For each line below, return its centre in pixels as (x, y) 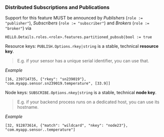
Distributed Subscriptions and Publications (57, 7)
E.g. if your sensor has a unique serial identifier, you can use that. (83, 61)
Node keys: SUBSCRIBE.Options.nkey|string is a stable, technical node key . (81, 93)
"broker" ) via (18, 28)
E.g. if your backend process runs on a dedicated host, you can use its (88, 102)
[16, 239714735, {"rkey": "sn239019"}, (46, 79)
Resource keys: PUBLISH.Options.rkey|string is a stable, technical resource (82, 46)
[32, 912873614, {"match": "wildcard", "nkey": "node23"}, (67, 126)
